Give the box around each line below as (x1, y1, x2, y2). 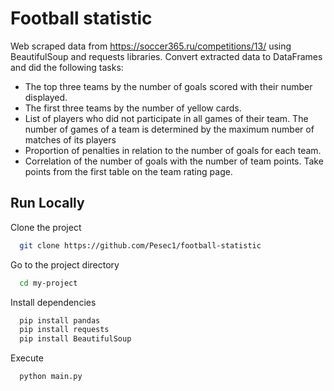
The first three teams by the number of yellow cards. (24, 102, 242, 114)
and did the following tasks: (10, 61, 124, 73)
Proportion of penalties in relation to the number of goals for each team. (24, 144, 322, 156)
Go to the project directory (10, 258, 120, 271)
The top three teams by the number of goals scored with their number (24, 80, 313, 92)
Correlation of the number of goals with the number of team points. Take (24, 155, 324, 167)
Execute (10, 352, 44, 364)
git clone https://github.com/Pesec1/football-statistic (19, 240, 262, 251)
